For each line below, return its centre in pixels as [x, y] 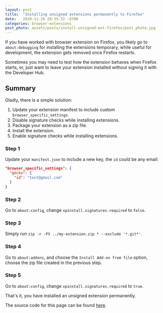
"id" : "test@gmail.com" [39, 177]
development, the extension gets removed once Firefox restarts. [70, 53]
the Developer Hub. [25, 73]
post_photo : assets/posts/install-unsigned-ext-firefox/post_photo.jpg [80, 28]
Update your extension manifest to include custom [63, 110]
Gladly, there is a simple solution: [39, 100]
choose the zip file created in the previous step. [54, 263]
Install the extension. [33, 130]
